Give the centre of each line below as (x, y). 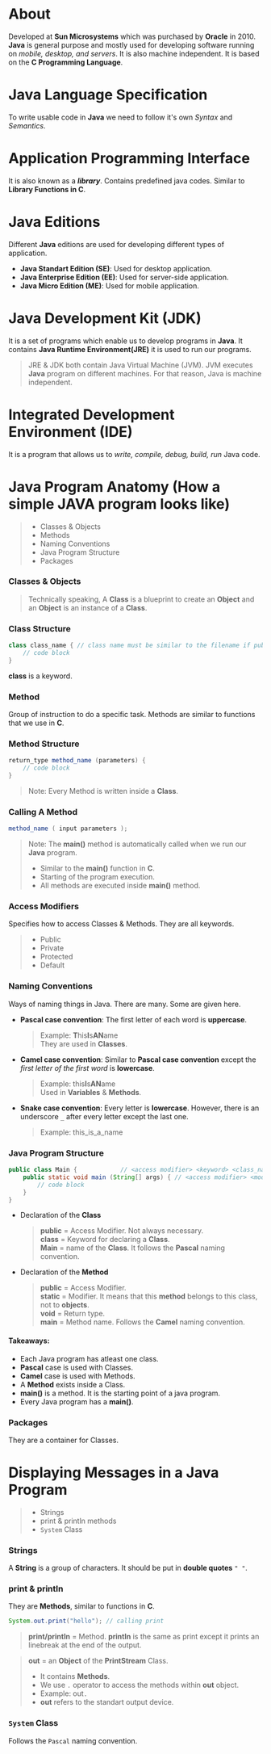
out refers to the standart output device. (107, 1702)
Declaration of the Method (64, 1272)
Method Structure (44, 744)
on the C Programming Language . (66, 62)
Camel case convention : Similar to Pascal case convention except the (138, 1060)
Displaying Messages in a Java (114, 1473)
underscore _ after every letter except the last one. (104, 1116)
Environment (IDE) (71, 432)
